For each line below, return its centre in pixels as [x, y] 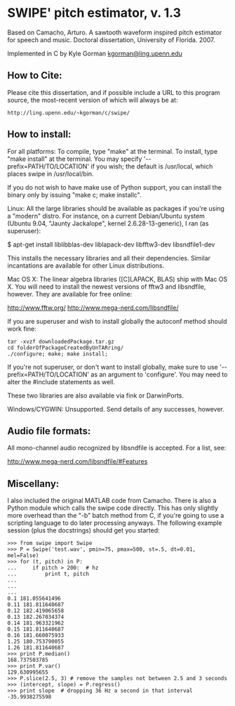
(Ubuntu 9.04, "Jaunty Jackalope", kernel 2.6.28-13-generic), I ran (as [108, 223]
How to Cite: [35, 76]
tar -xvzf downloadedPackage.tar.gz [61, 341]
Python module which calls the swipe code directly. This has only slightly [113, 508]
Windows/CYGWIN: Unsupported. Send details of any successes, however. [116, 409]
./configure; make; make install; [58, 354]
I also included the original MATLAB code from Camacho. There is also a [112, 501]
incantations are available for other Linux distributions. [86, 266]
